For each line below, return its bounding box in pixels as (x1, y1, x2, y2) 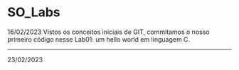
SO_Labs (7, 4, 60, 21)
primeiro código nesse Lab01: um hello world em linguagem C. (7, 35, 191, 43)
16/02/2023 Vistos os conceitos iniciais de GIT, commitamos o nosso (7, 28, 210, 36)
